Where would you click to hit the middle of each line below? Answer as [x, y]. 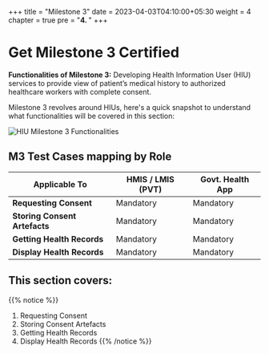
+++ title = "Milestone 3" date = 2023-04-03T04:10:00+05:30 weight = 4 [130, 12]
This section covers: [60, 281]
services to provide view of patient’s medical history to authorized [117, 83]
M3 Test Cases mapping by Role [90, 157]
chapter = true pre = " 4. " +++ [58, 20]
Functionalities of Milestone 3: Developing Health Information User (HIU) [130, 75]
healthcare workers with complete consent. [80, 92]
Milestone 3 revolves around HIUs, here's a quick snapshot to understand [129, 107]
